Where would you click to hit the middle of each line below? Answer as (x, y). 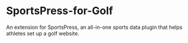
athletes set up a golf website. (43, 33)
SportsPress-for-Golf (60, 11)
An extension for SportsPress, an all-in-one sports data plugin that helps (94, 27)
